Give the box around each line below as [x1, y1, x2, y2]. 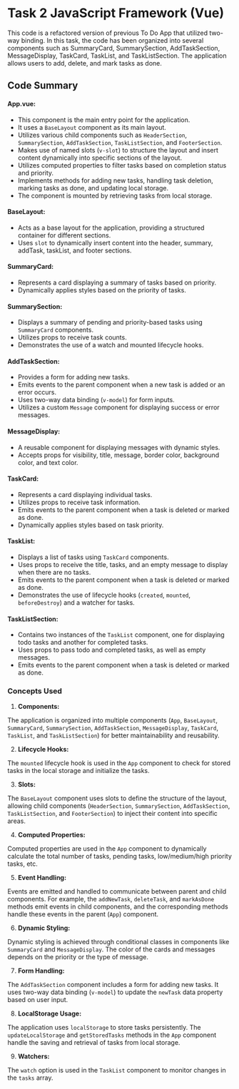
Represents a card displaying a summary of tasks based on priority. [17, 278, 217, 287]
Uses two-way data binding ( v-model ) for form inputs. [17, 396, 175, 404]
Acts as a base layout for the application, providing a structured [17, 223, 205, 232]
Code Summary [7, 80, 78, 92]
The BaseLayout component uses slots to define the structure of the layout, [7, 794, 227, 803]
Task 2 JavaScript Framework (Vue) [7, 5, 225, 21]
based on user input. [7, 996, 68, 1004]
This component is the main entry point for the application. [17, 116, 190, 124]
